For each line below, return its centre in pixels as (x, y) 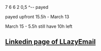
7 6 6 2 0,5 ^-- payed (27, 7)
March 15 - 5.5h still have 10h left (39, 26)
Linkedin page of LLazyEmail (50, 42)
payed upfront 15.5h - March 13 (37, 17)
